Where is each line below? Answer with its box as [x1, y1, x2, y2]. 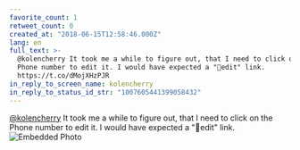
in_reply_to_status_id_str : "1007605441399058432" [9, 87, 202, 96]
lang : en [9, 37, 42, 47]
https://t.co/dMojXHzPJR [17, 71, 110, 80]
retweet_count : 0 [9, 21, 74, 30]
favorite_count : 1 [9, 12, 78, 22]
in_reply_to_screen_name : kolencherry [9, 79, 154, 88]
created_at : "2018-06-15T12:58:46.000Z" [9, 29, 162, 38]
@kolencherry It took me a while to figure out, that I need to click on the [9, 112, 273, 123]
